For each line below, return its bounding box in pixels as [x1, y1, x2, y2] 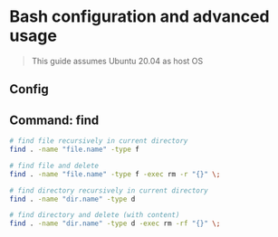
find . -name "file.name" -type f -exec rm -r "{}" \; [9, 169, 221, 178]
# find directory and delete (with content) [9, 211, 180, 220]
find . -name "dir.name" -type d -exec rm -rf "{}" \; [9, 219, 221, 228]
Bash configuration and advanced [9, 6, 270, 27]
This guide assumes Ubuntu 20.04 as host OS [31, 55, 204, 66]
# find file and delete [9, 161, 100, 170]
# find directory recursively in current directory [9, 185, 208, 195]
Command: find [9, 112, 100, 128]
